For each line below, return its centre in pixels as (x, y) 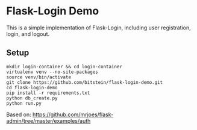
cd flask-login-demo (32, 87)
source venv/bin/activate (39, 77)
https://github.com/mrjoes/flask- (73, 114)
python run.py (24, 103)
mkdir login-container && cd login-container (64, 66)
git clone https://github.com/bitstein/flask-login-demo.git (85, 82)
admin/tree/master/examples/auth (48, 120)
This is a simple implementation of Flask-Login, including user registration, (98, 28)
